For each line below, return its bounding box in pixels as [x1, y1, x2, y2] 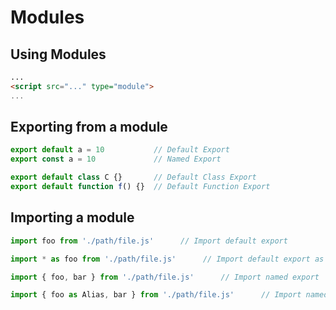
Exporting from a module [10, 119, 168, 136]
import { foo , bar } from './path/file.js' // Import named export [10, 272, 320, 282]
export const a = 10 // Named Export [10, 154, 222, 165]
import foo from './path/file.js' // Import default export [10, 236, 288, 246]
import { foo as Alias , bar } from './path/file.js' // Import [10, 290, 302, 300]
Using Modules [10, 46, 107, 63]
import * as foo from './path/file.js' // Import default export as [10, 254, 325, 264]
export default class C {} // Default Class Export [10, 172, 257, 183]
